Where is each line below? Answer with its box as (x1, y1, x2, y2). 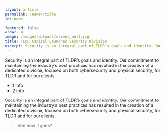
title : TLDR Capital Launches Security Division (5, 39, 107, 44)
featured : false (5, 25, 39, 30)
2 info (12, 87, 25, 94)
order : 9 (5, 30, 23, 35)
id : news (5, 16, 23, 21)
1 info (12, 82, 24, 88)
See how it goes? (17, 122, 53, 128)
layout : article (5, 7, 39, 12)
